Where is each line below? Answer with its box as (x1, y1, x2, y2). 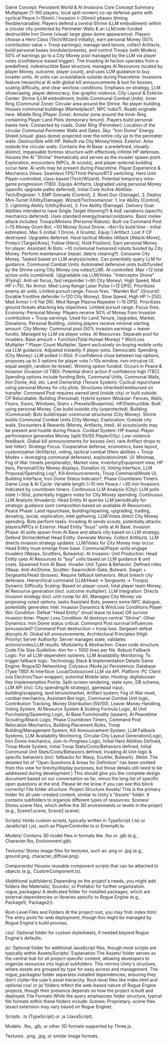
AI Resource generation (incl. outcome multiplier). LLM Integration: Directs (5, 588, 159, 594)
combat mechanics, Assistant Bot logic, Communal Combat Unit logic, (5, 695, 150, 701)
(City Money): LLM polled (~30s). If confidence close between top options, (5, 352, 160, 358)
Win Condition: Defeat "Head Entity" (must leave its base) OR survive (5, 609, 148, 616)
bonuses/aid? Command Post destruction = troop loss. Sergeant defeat (5, 626, 152, 632)
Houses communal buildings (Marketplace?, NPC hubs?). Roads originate (5, 106, 157, 112)
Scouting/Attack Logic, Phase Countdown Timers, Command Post (5, 717, 141, 722)
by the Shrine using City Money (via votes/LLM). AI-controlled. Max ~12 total (5, 267, 163, 273)
